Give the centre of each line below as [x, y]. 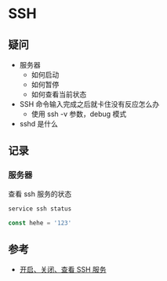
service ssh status [40, 209]
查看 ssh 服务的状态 [40, 194]
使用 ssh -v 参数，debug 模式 [79, 114]
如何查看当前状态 [59, 94]
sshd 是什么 [39, 124]
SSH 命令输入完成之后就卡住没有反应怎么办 [89, 104]
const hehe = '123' [40, 223]
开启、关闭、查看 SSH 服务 [63, 270]
